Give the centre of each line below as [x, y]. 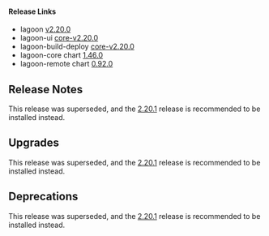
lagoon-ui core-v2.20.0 [59, 38]
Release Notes [46, 89]
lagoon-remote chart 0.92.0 [66, 64]
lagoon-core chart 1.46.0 [62, 55]
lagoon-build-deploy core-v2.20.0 [77, 47]
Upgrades [34, 143]
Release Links [32, 11]
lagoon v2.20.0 [45, 29]
